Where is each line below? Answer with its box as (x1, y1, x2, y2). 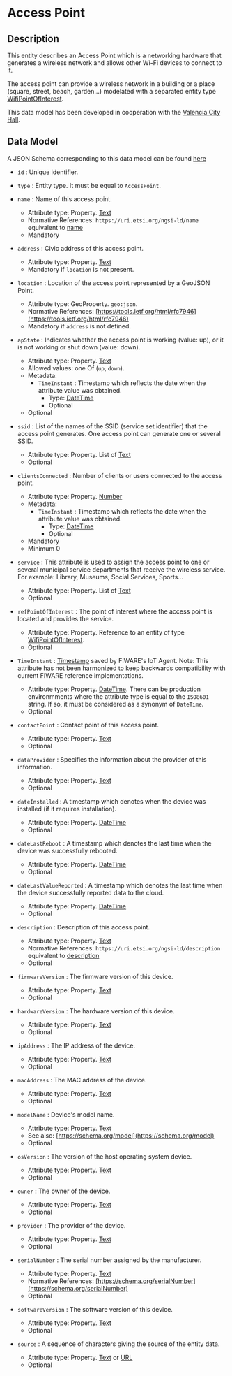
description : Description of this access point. (17, 922, 150, 931)
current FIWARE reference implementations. (17, 671, 144, 679)
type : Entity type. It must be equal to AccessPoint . (17, 181, 162, 189)
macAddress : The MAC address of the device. (17, 1076, 148, 1084)
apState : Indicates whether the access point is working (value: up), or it (17, 335, 224, 344)
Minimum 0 (27, 544, 61, 553)
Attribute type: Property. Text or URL (27, 1353, 133, 1361)
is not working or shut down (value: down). (17, 342, 141, 351)
